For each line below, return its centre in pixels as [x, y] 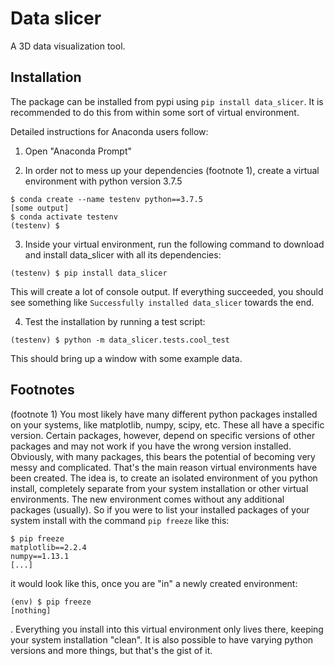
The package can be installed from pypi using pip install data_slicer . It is [167, 101]
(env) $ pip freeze [51, 602]
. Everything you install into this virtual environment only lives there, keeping [167, 629]
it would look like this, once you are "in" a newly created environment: [154, 583]
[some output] [40, 208]
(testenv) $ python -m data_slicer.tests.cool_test [120, 340]
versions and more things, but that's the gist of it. [111, 650]
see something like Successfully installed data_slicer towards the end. [162, 302]
